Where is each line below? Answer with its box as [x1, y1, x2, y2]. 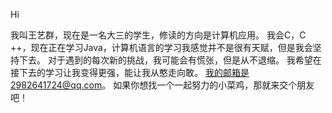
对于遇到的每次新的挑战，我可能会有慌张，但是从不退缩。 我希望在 [47, 54, 322, 66]
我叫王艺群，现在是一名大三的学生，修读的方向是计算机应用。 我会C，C [10, 29, 307, 41]
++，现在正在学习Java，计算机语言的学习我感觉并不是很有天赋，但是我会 [10, 42, 313, 53]
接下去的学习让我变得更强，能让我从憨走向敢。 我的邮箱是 [10, 67, 250, 78]
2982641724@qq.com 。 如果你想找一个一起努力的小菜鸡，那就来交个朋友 [10, 79, 315, 91]
